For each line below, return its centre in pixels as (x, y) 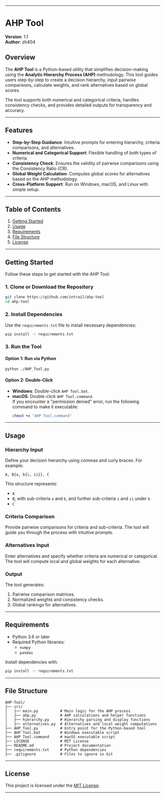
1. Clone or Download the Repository (49, 287)
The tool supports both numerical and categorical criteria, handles (72, 100)
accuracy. (15, 110)
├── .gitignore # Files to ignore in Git (59, 754)
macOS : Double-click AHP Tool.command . (53, 396)
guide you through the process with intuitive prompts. (59, 532)
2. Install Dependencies (34, 314)
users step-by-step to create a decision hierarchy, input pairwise (70, 80)
